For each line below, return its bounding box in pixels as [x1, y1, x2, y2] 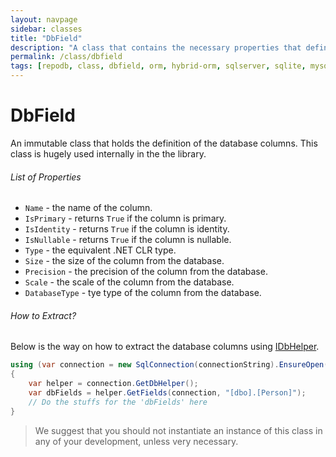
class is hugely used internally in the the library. [10, 147, 207, 160]
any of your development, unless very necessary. [34, 435, 239, 447]
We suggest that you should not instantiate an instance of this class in [34, 424, 323, 436]
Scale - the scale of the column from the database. [24, 276, 235, 288]
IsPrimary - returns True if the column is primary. [24, 212, 227, 225]
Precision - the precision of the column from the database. [24, 266, 268, 278]
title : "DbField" [10, 33, 83, 43]
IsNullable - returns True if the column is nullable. [24, 234, 232, 246]
